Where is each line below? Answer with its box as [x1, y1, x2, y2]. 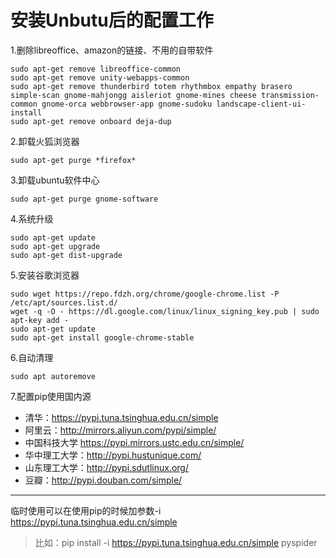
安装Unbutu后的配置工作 [10, 9, 214, 32]
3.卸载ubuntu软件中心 [10, 174, 100, 186]
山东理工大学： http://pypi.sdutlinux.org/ [24, 461, 189, 473]
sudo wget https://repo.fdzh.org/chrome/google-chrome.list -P [10, 289, 280, 299]
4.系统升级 [10, 212, 54, 225]
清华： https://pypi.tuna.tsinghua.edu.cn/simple [24, 411, 219, 423]
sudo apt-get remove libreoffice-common [10, 64, 182, 74]
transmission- [260, 90, 320, 100]
